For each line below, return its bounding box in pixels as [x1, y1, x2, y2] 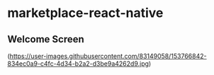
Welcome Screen [7, 33, 85, 45]
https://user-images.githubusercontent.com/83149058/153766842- [9, 52, 207, 60]
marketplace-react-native [7, 5, 164, 21]
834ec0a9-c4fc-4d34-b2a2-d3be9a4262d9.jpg [7, 59, 150, 68]
